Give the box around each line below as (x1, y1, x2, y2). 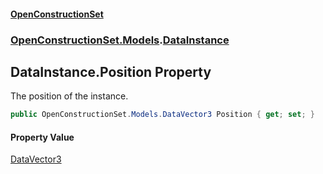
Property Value (10, 131, 75, 143)
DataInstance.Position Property (10, 63, 212, 80)
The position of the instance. (10, 90, 129, 102)
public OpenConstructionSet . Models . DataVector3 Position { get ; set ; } (10, 110, 315, 120)
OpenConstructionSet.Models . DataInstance (10, 33, 230, 47)
